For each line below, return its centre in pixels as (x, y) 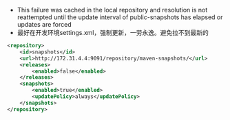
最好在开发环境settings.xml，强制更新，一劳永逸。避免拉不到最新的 (113, 33)
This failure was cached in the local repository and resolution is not (112, 10)
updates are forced (44, 24)
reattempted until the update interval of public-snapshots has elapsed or (120, 17)
